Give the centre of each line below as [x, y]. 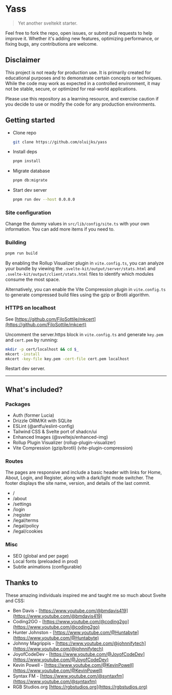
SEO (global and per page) [41, 556]
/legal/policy [26, 526]
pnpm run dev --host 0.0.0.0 [44, 200]
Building [16, 242]
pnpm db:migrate [30, 180]
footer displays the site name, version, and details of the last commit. [78, 483]
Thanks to [22, 583]
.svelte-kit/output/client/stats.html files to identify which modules [80, 274]
